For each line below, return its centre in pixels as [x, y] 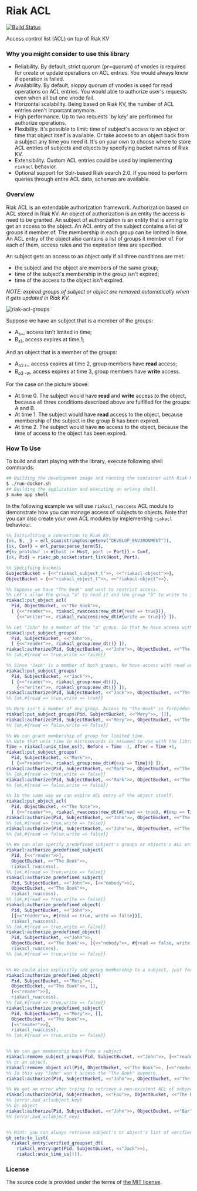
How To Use [23, 448]
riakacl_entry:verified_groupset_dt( [57, 1143]
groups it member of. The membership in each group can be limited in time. [97, 232]
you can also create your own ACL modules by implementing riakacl [89, 518]
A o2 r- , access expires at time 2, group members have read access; [96, 364]
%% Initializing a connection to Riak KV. [59, 535]
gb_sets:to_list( [27, 1138]
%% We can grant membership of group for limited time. [76, 736]
